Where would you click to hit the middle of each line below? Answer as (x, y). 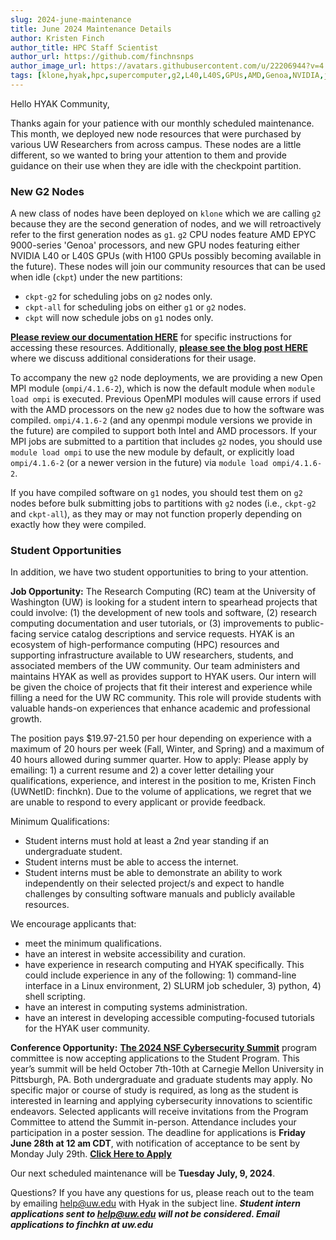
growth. (26, 719)
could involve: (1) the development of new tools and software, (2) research (163, 613)
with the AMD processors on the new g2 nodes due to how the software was (167, 410)
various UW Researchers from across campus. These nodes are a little (156, 144)
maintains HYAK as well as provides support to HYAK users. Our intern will (163, 677)
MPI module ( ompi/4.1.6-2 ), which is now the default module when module (163, 388)
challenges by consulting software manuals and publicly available (160, 894)
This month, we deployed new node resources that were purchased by (156, 133)
